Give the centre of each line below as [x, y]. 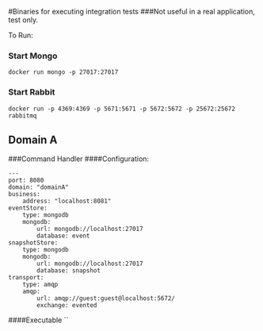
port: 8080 [26, 181]
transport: [26, 278]
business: [25, 194]
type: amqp [40, 285]
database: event [63, 236]
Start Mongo [33, 56]
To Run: [21, 35]
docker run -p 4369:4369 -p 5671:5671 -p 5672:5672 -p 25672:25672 [122, 109]
